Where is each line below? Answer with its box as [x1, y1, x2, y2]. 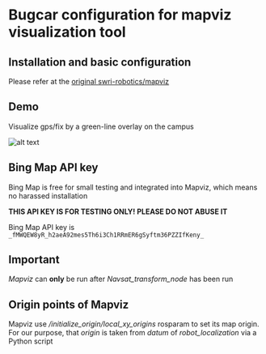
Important [8, 253, 60, 267]
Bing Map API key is [8, 222, 75, 232]
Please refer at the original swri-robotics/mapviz [8, 77, 170, 86]
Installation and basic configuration [8, 55, 192, 69]
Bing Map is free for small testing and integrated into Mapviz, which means [8, 182, 258, 192]
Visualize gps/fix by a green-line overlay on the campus [8, 122, 194, 131]
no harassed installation [8, 190, 88, 200]
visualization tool [8, 23, 127, 41]
